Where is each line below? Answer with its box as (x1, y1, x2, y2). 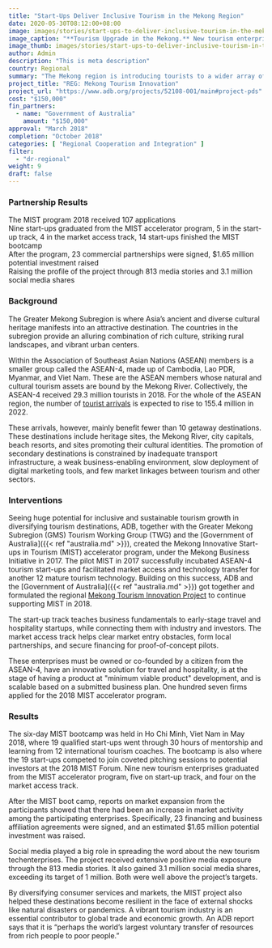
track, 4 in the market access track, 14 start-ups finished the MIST (19, 232, 240, 242)
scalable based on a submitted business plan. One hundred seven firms (8, 682, 248, 691)
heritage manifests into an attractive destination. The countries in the (8, 322, 239, 332)
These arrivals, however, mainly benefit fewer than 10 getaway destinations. (8, 423, 261, 432)
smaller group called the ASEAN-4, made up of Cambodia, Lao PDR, (8, 363, 236, 373)
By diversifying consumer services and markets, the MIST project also (8, 888, 243, 898)
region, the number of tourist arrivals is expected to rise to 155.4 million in (8, 398, 254, 408)
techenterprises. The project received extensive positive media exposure (8, 855, 253, 865)
